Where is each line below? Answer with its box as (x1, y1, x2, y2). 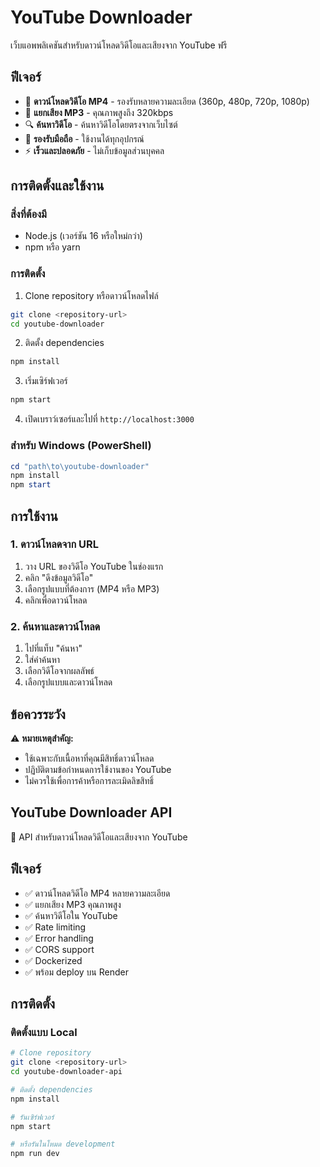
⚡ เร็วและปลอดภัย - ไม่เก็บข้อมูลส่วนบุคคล (24, 144, 165, 156)
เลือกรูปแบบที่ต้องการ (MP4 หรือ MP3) (24, 582, 160, 595)
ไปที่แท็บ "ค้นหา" (24, 642, 83, 655)
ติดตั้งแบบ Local (10, 1025, 78, 1039)
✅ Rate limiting (24, 921, 87, 933)
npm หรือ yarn (24, 241, 81, 253)
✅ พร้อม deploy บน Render (24, 966, 129, 978)
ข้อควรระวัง (10, 706, 66, 723)
